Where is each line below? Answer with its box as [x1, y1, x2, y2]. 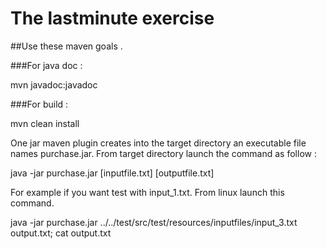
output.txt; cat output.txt [10, 227, 112, 239]
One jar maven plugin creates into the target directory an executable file [10, 137, 307, 149]
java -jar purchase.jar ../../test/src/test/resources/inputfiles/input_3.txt [10, 216, 298, 228]
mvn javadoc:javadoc [10, 78, 98, 91]
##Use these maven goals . [10, 40, 123, 52]
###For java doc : [10, 59, 83, 71]
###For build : [10, 98, 69, 110]
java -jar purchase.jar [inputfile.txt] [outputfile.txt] [10, 167, 215, 179]
